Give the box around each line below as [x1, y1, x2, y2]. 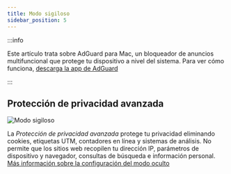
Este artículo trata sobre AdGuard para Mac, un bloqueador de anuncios [7, 49, 214, 58]
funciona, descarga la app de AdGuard [7, 64, 118, 72]
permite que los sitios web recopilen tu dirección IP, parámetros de [7, 144, 200, 153]
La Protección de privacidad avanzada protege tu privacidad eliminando [7, 129, 216, 138]
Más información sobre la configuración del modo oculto [7, 159, 170, 168]
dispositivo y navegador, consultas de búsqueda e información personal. [7, 152, 216, 160]
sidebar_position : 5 [7, 17, 67, 24]
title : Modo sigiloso [7, 10, 70, 17]
